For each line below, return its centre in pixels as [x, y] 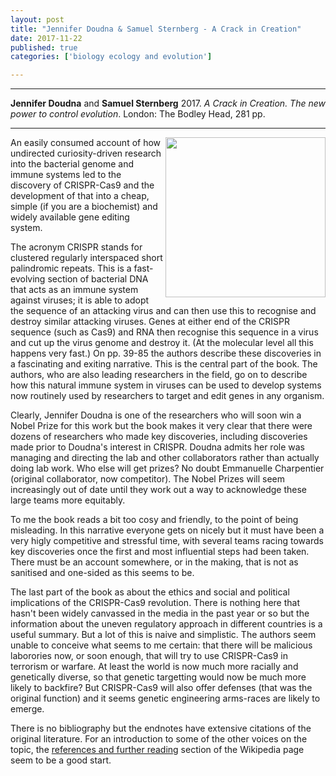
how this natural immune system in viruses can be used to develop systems [166, 385]
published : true [44, 47]
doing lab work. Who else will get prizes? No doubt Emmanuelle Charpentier [167, 468]
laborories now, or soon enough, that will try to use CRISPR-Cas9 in [149, 656]
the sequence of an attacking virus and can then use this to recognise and [163, 311]
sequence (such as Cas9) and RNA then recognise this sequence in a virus [164, 332]
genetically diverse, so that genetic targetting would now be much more [158, 677]
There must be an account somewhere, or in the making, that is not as [154, 562]
